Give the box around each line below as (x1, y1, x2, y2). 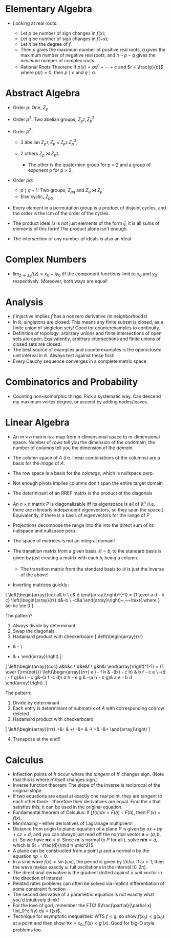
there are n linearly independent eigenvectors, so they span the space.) (12, 506, 164, 512)
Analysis (5, 296, 44, 308)
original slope (12, 788, 42, 794)
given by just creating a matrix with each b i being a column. (12, 554, 139, 562)
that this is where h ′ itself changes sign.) (12, 776, 98, 783)
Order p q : (12, 177, 33, 183)
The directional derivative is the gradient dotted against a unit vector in (12, 870, 162, 876)
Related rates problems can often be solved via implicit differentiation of (12, 880, 165, 887)
